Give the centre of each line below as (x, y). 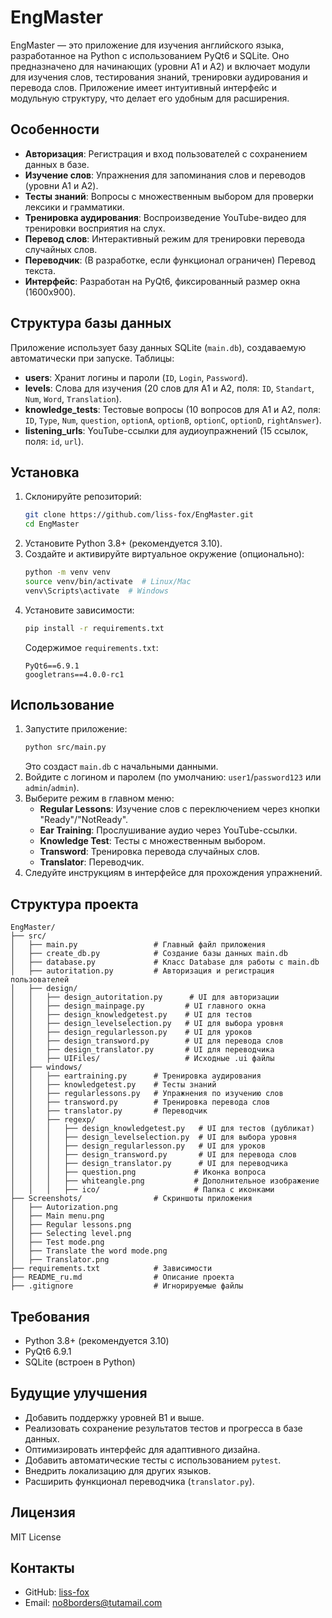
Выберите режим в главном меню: (99, 798)
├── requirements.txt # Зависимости (111, 1269)
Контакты (42, 1567)
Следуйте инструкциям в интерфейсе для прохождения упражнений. (173, 873)
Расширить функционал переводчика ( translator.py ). (139, 1481)
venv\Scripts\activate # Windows (96, 591)
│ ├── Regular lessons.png (71, 1225)
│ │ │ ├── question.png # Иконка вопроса (138, 1172)
